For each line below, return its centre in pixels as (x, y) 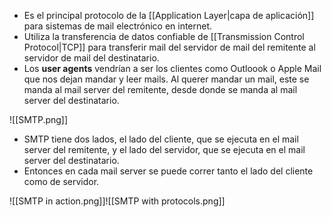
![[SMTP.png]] (39, 119)
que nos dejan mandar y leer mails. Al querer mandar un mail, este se (166, 79)
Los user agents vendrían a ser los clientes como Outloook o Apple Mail (172, 68)
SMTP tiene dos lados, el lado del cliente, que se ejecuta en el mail (161, 139)
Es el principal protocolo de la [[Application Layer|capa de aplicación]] (169, 15)
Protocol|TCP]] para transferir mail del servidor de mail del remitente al (169, 47)
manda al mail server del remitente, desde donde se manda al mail (160, 89)
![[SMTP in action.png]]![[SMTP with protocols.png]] (117, 201)
